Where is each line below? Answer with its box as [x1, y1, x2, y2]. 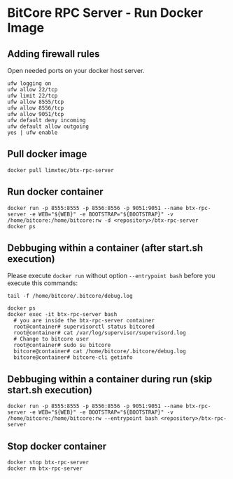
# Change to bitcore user [13, 336, 90, 343]
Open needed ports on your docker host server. [7, 67, 145, 74]
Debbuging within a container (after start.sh [7, 242, 204, 254]
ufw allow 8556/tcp [7, 105, 64, 112]
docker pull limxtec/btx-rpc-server [7, 166, 114, 173]
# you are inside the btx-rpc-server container [13, 317, 155, 324]
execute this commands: [7, 279, 78, 287]
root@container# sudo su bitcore [13, 342, 111, 349]
